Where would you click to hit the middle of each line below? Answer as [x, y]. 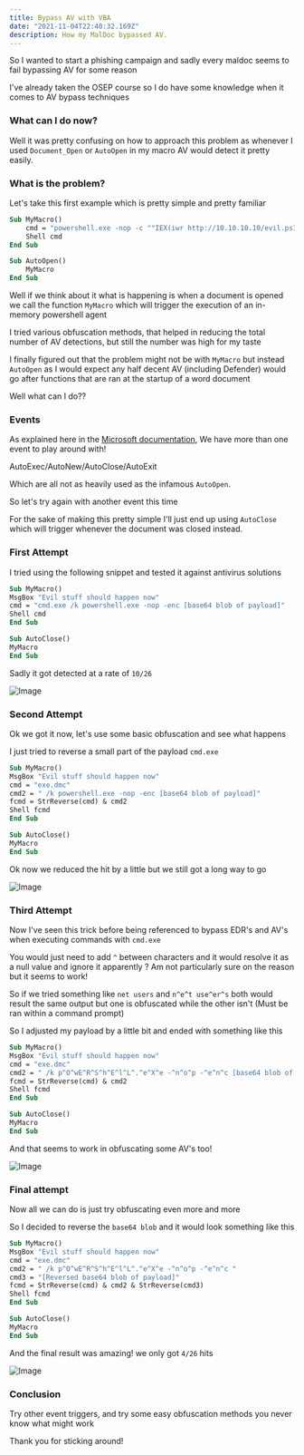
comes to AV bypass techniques [69, 97]
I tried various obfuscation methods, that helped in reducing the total [138, 333]
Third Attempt [41, 910]
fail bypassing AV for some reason [73, 70]
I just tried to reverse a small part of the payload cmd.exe [114, 751]
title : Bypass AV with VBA [60, 18]
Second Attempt [46, 714]
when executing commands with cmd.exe [85, 940]
